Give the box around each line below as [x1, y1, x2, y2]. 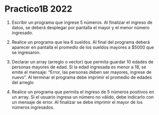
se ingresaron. [11, 49, 41, 55]
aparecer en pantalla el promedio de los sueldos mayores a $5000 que [11, 44, 154, 50]
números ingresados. [11, 104, 55, 110]
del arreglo [11, 79, 34, 85]
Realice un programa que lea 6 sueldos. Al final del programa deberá [11, 39, 150, 45]
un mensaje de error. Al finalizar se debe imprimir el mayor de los [11, 99, 143, 105]
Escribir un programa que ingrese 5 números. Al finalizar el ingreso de [11, 19, 153, 25]
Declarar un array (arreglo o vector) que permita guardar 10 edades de [11, 59, 154, 65]
